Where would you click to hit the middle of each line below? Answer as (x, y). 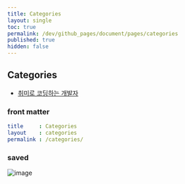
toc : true (22, 27)
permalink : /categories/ (45, 139)
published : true (31, 40)
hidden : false (28, 47)
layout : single (30, 20)
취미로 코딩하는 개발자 (48, 93)
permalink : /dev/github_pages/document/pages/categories (93, 33)
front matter (29, 111)
